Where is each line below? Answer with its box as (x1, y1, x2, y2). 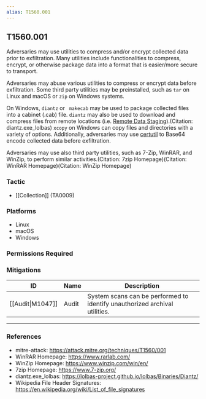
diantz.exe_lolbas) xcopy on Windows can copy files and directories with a (6, 124, 193, 132)
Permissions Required (6, 249, 74, 258)
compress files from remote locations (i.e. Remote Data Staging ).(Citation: (6, 117, 193, 125)
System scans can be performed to (87, 292, 189, 301)
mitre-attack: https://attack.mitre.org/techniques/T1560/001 (15, 346, 166, 354)
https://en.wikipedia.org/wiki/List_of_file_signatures (15, 385, 145, 393)
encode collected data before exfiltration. (6, 137, 112, 144)
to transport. (6, 68, 38, 75)
